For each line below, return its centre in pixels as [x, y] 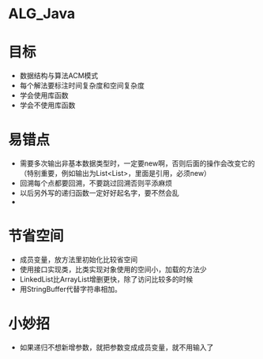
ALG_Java [42, 14]
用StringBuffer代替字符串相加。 [71, 289]
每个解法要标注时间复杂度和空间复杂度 [82, 86]
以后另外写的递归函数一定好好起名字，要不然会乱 [99, 193]
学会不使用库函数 [47, 105]
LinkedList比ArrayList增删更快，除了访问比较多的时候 [106, 279]
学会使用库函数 [44, 95]
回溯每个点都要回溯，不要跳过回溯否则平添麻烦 [96, 183]
